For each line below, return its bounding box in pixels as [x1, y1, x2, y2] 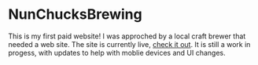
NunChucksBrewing [8, 5, 143, 23]
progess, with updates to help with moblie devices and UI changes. [8, 48, 226, 57]
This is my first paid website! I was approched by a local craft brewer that [8, 31, 246, 41]
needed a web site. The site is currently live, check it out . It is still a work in [8, 39, 251, 49]
